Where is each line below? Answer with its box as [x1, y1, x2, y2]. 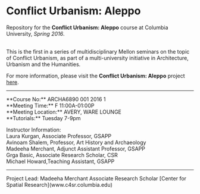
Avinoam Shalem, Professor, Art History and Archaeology [6, 139, 146, 146]
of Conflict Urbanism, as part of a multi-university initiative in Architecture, [6, 54, 189, 61]
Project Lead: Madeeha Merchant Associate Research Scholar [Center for [6, 174, 186, 182]
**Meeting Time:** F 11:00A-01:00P [6, 102, 95, 109]
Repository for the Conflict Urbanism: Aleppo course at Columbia [6, 24, 168, 31]
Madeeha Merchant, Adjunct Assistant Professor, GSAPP [6, 145, 146, 152]
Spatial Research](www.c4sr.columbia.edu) [6, 181, 113, 188]
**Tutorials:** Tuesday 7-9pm [6, 114, 81, 121]
